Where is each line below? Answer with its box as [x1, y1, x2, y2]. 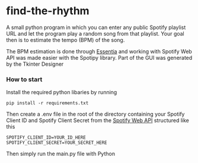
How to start [6, 75, 43, 84]
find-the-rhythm [6, 4, 90, 18]
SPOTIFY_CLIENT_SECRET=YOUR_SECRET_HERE [6, 140, 108, 146]
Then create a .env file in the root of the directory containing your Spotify [6, 111, 185, 118]
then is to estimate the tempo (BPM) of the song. [6, 36, 125, 43]
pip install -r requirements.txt [6, 100, 89, 106]
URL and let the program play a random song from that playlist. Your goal [6, 30, 185, 37]
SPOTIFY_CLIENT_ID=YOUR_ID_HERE [6, 135, 86, 140]
